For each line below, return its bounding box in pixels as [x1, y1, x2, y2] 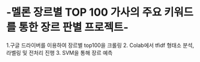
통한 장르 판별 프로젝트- [18, 20, 129, 34]
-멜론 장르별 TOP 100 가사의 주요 [6, 5, 162, 19]
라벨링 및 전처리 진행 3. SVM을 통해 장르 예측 [6, 49, 113, 56]
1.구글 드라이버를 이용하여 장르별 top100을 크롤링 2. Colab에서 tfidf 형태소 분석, [6, 42, 195, 49]
